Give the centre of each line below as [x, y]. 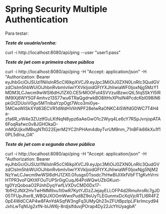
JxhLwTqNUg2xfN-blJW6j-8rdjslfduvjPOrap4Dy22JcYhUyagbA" [71, 206]
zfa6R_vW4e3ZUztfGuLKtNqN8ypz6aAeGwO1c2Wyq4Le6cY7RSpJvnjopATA [83, 119]
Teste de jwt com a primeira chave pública [50, 62]
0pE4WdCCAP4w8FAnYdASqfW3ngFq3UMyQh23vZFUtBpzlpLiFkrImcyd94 [82, 201]
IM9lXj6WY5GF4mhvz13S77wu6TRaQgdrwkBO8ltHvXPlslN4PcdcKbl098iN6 [83, 98]
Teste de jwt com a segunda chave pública [50, 144]
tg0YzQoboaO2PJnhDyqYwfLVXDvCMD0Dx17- [53, 185]
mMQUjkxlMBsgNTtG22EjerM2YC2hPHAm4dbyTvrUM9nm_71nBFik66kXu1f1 [83, 129]
